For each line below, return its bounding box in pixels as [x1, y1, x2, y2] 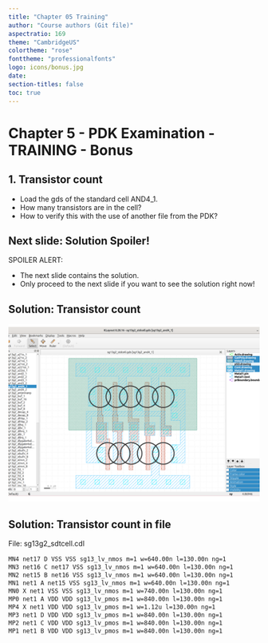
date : [8, 72, 26, 80]
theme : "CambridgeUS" [8, 38, 81, 46]
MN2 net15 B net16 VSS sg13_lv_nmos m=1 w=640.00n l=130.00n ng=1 [8, 571, 234, 579]
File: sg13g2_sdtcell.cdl [8, 539, 85, 549]
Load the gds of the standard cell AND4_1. [19, 194, 158, 204]
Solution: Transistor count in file [8, 518, 171, 531]
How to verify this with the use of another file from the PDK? [19, 211, 218, 220]
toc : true [8, 89, 41, 97]
